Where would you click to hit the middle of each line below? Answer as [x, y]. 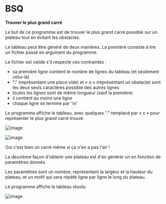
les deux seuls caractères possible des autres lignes [66, 87]
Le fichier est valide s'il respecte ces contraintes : [56, 62]
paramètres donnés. [26, 162]
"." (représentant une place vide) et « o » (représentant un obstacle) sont [86, 82]
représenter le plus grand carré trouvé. [45, 118]
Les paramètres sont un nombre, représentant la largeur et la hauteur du [79, 172]
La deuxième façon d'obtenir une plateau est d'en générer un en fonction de [83, 157]
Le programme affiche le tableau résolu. [46, 187]
